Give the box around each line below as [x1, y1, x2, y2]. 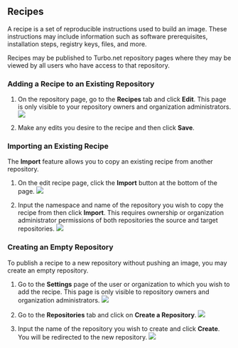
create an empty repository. [7, 266, 89, 275]
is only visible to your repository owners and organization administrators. [17, 102, 232, 111]
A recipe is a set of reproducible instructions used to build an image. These [7, 24, 227, 33]
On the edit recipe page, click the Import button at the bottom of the [17, 179, 218, 187]
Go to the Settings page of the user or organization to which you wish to [17, 280, 230, 288]
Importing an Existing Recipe [7, 142, 109, 152]
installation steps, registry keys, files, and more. [7, 39, 147, 48]
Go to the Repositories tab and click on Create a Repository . [17, 310, 197, 319]
